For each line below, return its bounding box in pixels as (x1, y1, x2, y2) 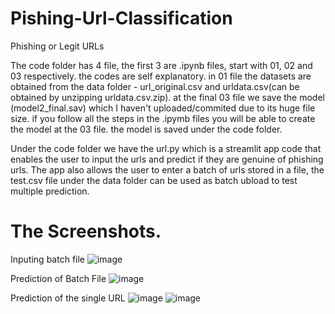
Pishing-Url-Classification (10, 7, 233, 30)
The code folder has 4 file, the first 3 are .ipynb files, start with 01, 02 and (10, 59, 313, 71)
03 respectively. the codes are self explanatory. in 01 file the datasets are (10, 70, 312, 82)
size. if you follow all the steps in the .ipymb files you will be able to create (10, 112, 316, 124)
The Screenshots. (10, 220, 162, 243)
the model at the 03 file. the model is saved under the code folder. (10, 123, 283, 135)
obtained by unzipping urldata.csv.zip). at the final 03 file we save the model (10, 91, 325, 103)
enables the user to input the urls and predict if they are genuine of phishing (10, 153, 324, 165)
